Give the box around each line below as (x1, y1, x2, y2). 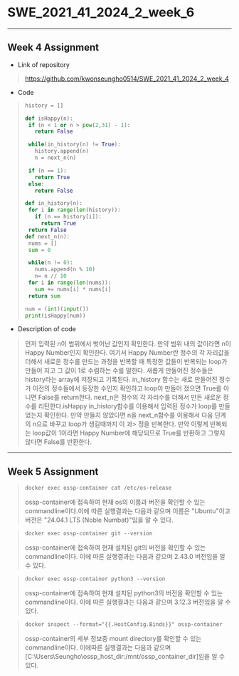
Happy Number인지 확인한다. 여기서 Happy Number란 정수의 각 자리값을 (24, 348, 230, 357)
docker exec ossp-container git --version (24, 530, 153, 538)
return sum (28, 292, 60, 300)
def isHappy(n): (24, 115, 73, 122)
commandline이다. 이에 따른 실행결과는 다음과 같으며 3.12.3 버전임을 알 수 (24, 597, 231, 607)
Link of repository (17, 60, 70, 69)
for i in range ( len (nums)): (28, 279, 112, 286)
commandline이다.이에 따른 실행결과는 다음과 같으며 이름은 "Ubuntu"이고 (24, 507, 231, 515)
